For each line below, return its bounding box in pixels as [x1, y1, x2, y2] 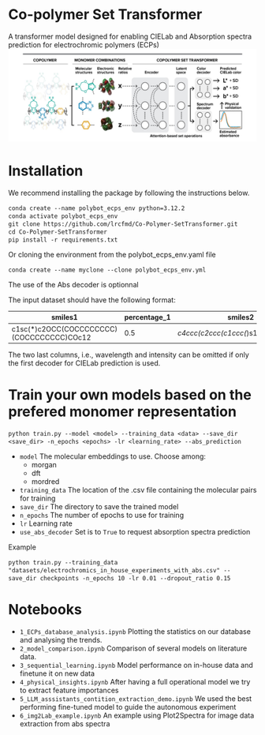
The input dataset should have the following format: [8, 294, 176, 305]
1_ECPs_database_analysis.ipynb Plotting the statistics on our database [19, 627, 251, 636]
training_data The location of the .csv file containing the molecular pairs [19, 486, 257, 495]
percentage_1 [124, 313, 171, 322]
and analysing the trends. [19, 636, 103, 645]
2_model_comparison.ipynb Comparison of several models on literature [19, 643, 248, 653]
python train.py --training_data [8, 559, 118, 567]
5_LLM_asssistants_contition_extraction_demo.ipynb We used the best [19, 694, 252, 703]
